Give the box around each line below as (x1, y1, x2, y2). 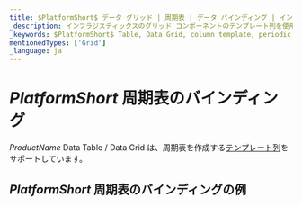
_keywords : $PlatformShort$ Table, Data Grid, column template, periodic (9, 30, 292, 39)
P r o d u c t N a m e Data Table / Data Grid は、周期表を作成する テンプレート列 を (9, 142, 289, 153)
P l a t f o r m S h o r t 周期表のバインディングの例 (9, 182, 247, 198)
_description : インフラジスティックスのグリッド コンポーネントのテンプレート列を (9, 22, 283, 31)
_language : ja (9, 47, 63, 56)
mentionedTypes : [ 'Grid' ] (9, 38, 106, 48)
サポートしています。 (9, 154, 88, 165)
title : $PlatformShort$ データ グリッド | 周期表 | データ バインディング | (9, 13, 276, 22)
